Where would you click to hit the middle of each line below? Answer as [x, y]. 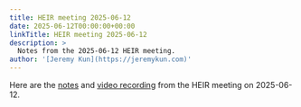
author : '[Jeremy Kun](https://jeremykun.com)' [101, 59]
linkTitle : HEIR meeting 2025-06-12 [78, 34]
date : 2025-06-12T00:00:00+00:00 [72, 26]
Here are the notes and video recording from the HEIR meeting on [132, 85]
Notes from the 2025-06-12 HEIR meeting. [97, 51]
